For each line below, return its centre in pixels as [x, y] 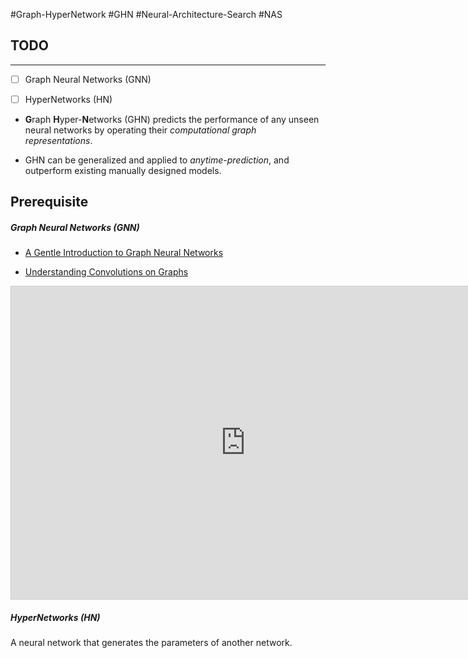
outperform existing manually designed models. [123, 170]
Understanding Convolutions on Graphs [106, 272]
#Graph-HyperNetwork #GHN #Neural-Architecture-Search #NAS [146, 14]
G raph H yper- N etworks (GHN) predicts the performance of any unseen [172, 119]
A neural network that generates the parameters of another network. [151, 643]
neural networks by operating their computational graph [140, 130]
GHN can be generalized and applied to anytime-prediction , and [157, 160]
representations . [58, 140]
